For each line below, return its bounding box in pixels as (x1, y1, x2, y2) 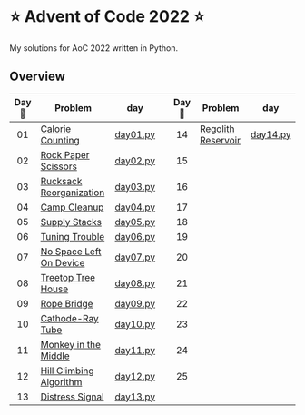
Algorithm (40, 375, 83, 388)
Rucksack (40, 174, 83, 187)
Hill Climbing (40, 364, 94, 377)
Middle (40, 350, 70, 362)
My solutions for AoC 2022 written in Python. (9, 42, 179, 54)
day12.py (114, 370, 156, 382)
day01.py (114, 128, 156, 141)
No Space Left (40, 245, 102, 258)
